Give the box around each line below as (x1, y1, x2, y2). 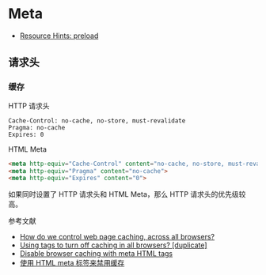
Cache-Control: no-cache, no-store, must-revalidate (8, 116, 186, 125)
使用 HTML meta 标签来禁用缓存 (19, 258, 125, 268)
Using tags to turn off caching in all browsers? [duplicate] (19, 240, 207, 250)
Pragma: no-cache (8, 123, 66, 131)
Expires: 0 (8, 130, 44, 138)
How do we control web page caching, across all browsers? (19, 232, 215, 242)
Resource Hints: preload (19, 31, 99, 40)
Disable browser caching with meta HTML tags (19, 249, 173, 258)
